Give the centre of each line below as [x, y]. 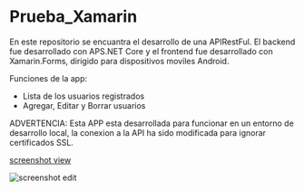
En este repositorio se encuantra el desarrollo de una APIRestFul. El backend [152, 42]
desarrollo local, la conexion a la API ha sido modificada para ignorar [137, 132]
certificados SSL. [42, 142]
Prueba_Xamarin [74, 17]
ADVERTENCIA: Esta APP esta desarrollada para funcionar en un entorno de [152, 123]
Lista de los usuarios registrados [83, 96]
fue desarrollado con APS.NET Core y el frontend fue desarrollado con [142, 51]
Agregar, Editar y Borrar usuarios [84, 105]
